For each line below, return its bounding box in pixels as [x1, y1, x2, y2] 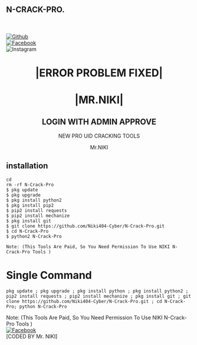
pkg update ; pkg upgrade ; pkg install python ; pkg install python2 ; [6, 288, 189, 294]
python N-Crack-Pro [19, 304, 67, 310]
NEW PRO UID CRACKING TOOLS [58, 132, 140, 139]
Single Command [6, 269, 93, 282]
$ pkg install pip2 [6, 202, 54, 209]
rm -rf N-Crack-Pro [6, 181, 54, 188]
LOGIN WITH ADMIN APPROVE [41, 116, 157, 126]
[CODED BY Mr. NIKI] [6, 333, 58, 340]
